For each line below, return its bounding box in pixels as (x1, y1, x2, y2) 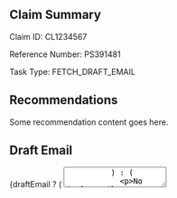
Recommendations (9, 92, 118, 108)
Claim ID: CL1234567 (9, 31, 88, 42)
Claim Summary (9, 7, 102, 23)
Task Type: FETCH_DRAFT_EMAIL (9, 66, 135, 77)
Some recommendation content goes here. (9, 117, 169, 127)
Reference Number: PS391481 (9, 49, 121, 60)
